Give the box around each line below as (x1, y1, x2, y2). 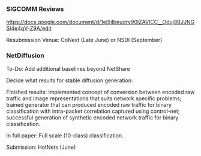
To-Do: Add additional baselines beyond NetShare (6, 65, 130, 72)
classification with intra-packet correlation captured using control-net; (6, 107, 180, 115)
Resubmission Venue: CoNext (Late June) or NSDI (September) (6, 37, 163, 44)
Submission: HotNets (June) (6, 143, 76, 151)
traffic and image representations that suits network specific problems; (6, 95, 182, 102)
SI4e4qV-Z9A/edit (6, 25, 52, 32)
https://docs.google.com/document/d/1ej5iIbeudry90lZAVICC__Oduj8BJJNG (6, 19, 195, 26)
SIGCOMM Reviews (6, 5, 64, 13)
